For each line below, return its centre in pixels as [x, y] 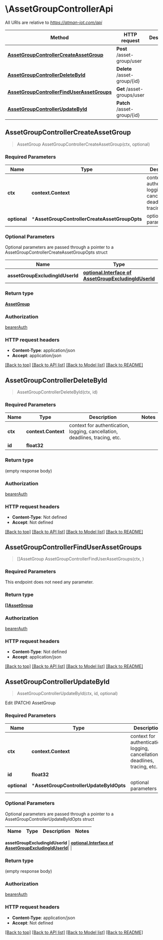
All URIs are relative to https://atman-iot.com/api [54, 22]
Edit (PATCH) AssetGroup [30, 703]
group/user [129, 61]
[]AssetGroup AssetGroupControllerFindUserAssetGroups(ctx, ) [80, 559]
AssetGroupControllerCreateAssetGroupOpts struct [56, 252]
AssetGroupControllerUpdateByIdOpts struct [50, 819]
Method [59, 38]
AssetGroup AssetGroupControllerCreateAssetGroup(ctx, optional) [83, 144]
